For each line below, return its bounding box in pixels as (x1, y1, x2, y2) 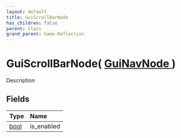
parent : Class (6, 25, 42, 32)
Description (6, 77, 35, 84)
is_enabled (29, 122, 61, 130)
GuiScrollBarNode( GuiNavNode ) (6, 57, 176, 71)
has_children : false (6, 20, 58, 26)
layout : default (6, 8, 47, 15)
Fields (6, 94, 30, 104)
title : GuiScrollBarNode (6, 14, 69, 20)
